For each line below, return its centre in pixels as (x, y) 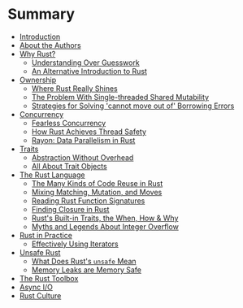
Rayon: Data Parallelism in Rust (83, 140)
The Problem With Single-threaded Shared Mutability (120, 97)
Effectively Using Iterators (75, 244)
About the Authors (50, 45)
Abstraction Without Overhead (82, 157)
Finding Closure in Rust (70, 209)
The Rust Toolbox (49, 278)
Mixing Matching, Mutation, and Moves (97, 192)
